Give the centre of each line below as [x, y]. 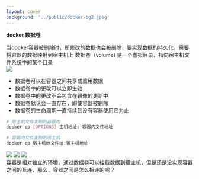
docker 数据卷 [23, 35]
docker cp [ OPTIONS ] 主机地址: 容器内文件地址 [60, 127]
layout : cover [24, 12]
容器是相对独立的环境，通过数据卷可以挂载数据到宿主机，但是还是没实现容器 [99, 162]
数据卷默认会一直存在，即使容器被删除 [61, 103]
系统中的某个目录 [32, 62]
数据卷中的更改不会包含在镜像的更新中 [61, 95]
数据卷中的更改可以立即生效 [49, 88]
